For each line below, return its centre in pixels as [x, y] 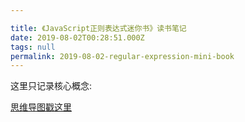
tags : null [33, 47]
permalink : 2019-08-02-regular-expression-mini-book [122, 56]
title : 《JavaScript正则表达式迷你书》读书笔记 [98, 28]
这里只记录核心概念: [51, 86]
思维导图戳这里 [41, 107]
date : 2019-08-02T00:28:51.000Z [77, 37]
